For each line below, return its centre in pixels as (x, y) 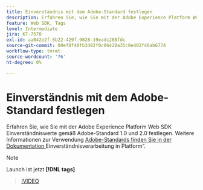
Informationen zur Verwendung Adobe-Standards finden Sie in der (89, 140)
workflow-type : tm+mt (34, 51)
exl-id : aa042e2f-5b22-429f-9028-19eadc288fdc (66, 40)
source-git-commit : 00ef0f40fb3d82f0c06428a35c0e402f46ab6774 (86, 46)
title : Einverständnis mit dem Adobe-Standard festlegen (79, 12)
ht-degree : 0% (24, 62)
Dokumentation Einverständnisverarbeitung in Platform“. (76, 146)
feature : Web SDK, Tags (36, 23)
